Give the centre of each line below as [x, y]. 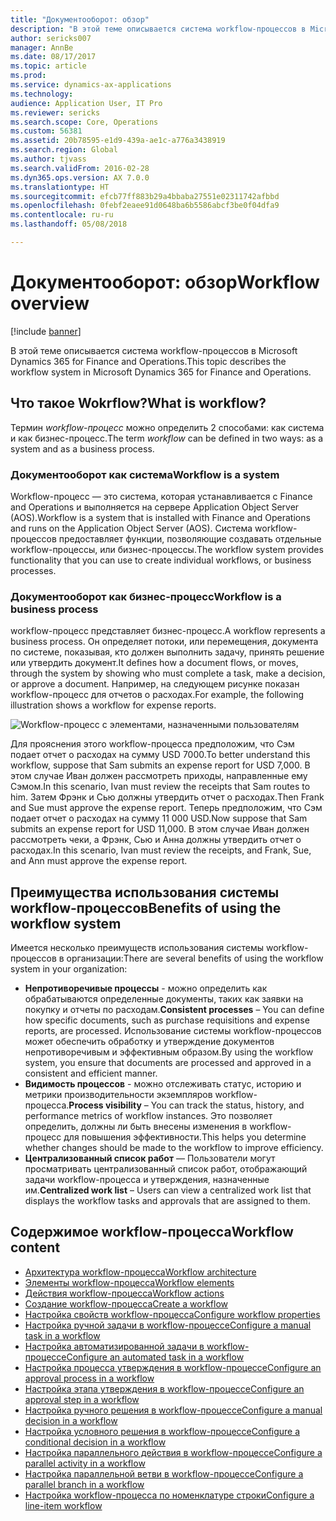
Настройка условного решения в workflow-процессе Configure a [162, 1431]
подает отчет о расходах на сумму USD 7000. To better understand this [160, 755]
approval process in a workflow [89, 1378]
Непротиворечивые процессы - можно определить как [146, 988]
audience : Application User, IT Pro [86, 103]
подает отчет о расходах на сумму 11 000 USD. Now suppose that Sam [159, 818]
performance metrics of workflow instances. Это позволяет [148, 1116]
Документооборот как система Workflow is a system [145, 474]
